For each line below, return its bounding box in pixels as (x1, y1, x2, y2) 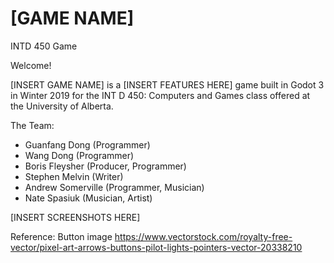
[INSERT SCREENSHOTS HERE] (10, 211, 141, 223)
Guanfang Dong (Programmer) (24, 138, 151, 151)
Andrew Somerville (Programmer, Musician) (24, 181, 205, 193)
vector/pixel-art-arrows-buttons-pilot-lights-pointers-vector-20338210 (10, 241, 303, 253)
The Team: (10, 119, 55, 131)
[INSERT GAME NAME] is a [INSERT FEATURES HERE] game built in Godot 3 (10, 78, 325, 91)
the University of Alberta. (10, 100, 114, 112)
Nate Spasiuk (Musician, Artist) (24, 192, 153, 204)
